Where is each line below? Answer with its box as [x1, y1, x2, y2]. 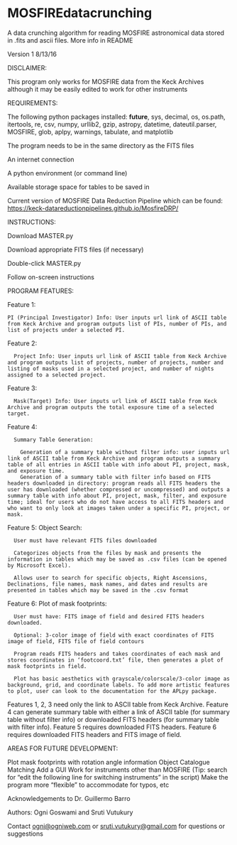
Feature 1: [7, 300, 36, 308]
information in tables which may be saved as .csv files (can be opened [7, 556, 227, 563]
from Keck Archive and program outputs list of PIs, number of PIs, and [7, 320, 227, 328]
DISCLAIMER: [7, 63, 48, 72]
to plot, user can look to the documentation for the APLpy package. [7, 687, 218, 694]
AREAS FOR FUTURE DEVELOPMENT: [7, 744, 118, 753]
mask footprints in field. [7, 662, 87, 669]
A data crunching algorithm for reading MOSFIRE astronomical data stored [7, 28, 225, 37]
